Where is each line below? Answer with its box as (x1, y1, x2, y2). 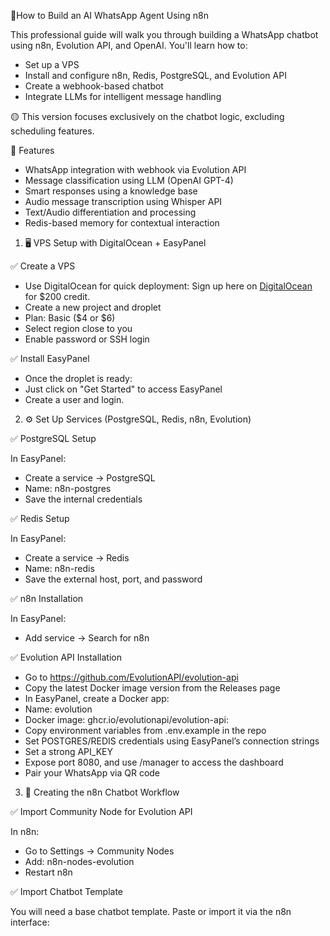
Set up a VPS (24, 59, 80, 70)
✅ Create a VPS (10, 260, 76, 272)
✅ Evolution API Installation (10, 651, 122, 663)
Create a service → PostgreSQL (24, 472, 156, 484)
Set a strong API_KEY (24, 746, 113, 757)
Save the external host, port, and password (24, 573, 203, 585)
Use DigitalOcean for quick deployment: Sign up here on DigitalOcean (24, 280, 313, 292)
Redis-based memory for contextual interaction (24, 217, 220, 229)
